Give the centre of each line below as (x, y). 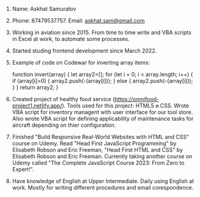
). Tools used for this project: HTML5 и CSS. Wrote (125, 106)
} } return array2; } (35, 87)
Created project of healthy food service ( (63, 99)
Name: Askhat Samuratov (44, 9)
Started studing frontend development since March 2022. (84, 51)
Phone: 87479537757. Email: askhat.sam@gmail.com (78, 20)
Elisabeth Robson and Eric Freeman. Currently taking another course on (102, 156)
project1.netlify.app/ (37, 106)
